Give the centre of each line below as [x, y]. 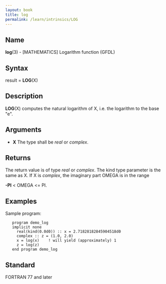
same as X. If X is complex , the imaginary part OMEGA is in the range [77, 175]
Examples [21, 201]
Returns [18, 158]
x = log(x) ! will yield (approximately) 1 [66, 241]
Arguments [24, 130]
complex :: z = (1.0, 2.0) [45, 236]
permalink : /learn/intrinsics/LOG [42, 19]
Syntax [17, 68]
